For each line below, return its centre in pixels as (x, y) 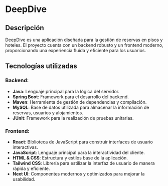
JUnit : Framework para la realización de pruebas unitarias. (73, 118)
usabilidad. (24, 179)
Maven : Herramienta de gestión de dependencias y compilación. (79, 102)
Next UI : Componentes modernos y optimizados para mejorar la (78, 173)
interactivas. (25, 147)
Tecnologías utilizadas (41, 66)
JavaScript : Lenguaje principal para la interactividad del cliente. (78, 152)
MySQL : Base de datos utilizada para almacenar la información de (81, 107)
